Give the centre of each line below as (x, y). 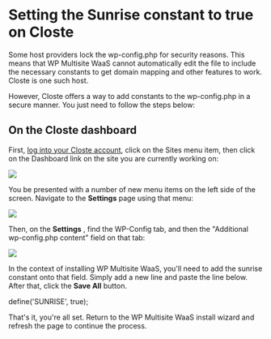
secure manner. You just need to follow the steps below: (102, 105)
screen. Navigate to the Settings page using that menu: (101, 198)
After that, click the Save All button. (68, 285)
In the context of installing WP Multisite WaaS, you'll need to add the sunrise (135, 268)
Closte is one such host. (49, 80)
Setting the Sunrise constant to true (131, 15)
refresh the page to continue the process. (78, 325)
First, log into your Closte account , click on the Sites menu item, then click (132, 150)
